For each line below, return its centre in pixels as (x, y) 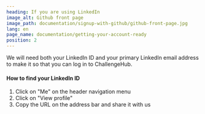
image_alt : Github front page (45, 18)
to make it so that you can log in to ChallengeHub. (69, 64)
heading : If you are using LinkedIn (53, 12)
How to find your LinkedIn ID (43, 78)
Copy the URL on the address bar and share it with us (83, 105)
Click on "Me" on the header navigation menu (73, 91)
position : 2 (21, 40)
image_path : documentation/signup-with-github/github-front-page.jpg (97, 23)
